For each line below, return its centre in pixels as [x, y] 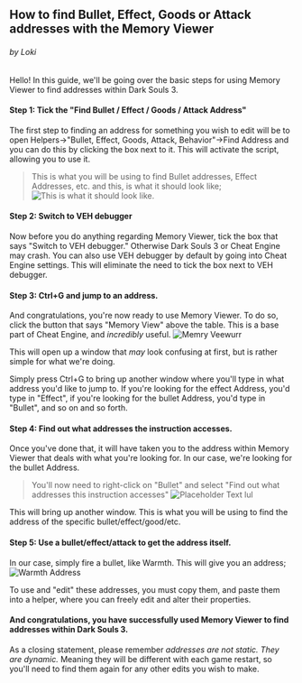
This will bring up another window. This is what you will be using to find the [149, 512]
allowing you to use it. [50, 159]
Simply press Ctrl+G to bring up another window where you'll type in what [147, 379]
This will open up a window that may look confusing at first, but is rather [143, 352]
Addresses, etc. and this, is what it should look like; [127, 186]
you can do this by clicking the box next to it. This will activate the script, [144, 149]
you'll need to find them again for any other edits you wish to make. [134, 669]
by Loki [23, 51]
